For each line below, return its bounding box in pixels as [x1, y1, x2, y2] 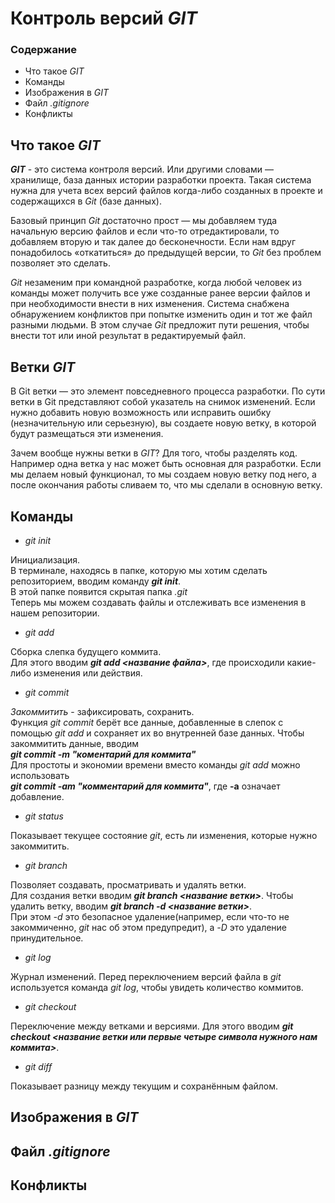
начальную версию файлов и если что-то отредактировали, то [10, 225, 280, 237]
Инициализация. [10, 553, 81, 566]
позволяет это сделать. [10, 257, 111, 269]
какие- [286, 656, 317, 668]
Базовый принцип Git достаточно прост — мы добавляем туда [10, 215, 278, 227]
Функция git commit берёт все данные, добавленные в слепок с [10, 716, 284, 728]
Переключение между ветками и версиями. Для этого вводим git [10, 1020, 294, 1032]
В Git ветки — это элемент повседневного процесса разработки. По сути [10, 385, 326, 397]
